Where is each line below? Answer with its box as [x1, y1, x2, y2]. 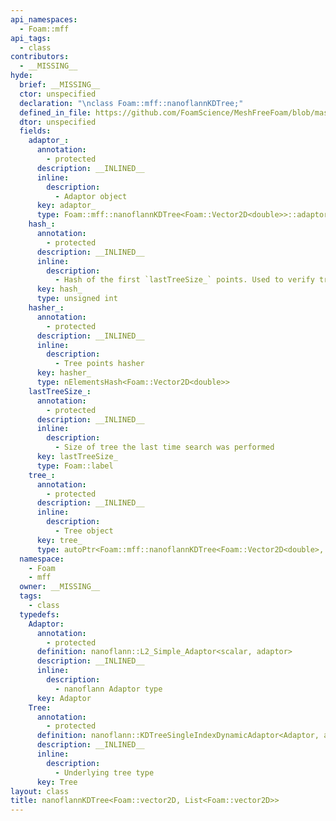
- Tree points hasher [54, 359, 145, 369]
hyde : [10, 71, 33, 81]
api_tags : [10, 33, 52, 43]
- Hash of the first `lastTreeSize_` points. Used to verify [54, 275, 315, 285]
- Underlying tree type [54, 767, 155, 778]
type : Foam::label [36, 461, 114, 471]
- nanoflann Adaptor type [54, 684, 163, 694]
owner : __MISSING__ [19, 582, 101, 592]
